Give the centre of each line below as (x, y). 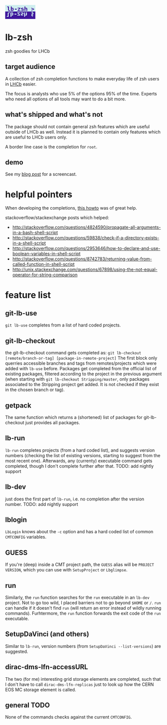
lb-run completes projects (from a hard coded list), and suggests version (80, 450)
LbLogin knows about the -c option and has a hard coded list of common (79, 532)
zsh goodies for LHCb (28, 51)
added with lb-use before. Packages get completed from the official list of (81, 369)
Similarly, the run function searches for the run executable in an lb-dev (78, 597)
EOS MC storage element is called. (41, 689)
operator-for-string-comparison (45, 275)
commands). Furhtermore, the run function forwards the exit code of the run (83, 613)
